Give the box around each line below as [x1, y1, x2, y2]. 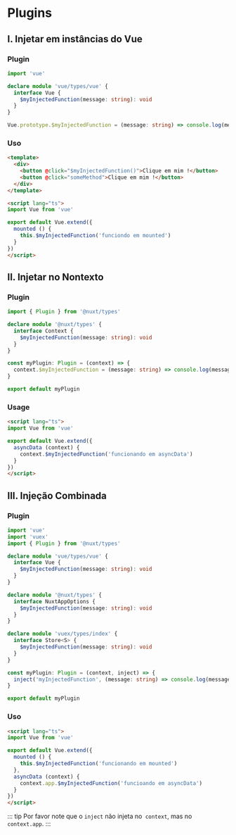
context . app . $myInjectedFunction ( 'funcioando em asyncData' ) [20, 779, 202, 786]
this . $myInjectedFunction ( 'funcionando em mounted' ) [20, 760, 178, 767]
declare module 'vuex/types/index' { [7, 630, 118, 638]
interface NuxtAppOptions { [13, 598, 96, 605]
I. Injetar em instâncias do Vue [7, 33, 143, 45]
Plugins [7, 5, 53, 21]
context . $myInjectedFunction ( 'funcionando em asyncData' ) [20, 451, 193, 458]
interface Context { [13, 327, 74, 334]
